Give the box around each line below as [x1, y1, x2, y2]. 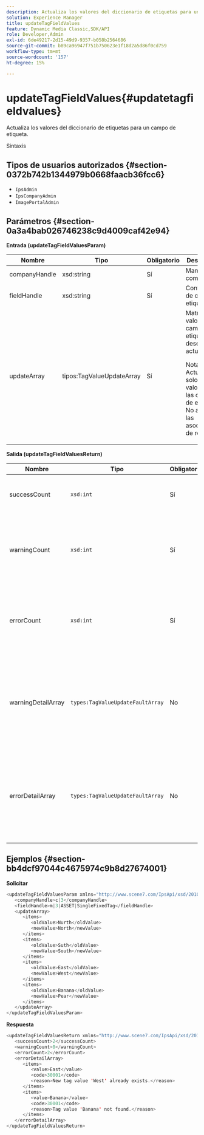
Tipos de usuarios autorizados [6, 160, 124, 170]
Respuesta [6, 1021, 35, 1028]
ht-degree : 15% [6, 60, 45, 66]
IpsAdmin [15, 186, 38, 193]
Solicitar [6, 879, 29, 887]
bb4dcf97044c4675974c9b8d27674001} [6, 864, 168, 874]
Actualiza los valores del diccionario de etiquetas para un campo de [6, 124, 176, 131]
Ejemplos [6, 854, 42, 864]
